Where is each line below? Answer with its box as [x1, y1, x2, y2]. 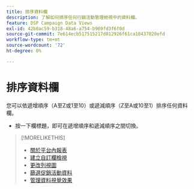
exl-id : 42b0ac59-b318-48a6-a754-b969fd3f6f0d [6, 25, 125, 32]
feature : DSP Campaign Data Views [6, 20, 93, 26]
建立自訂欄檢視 [29, 154, 67, 161]
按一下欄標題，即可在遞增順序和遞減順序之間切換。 [14, 122, 142, 129]
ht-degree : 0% [6, 48, 42, 54]
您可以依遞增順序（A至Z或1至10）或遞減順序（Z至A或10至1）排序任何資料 [6, 101, 188, 109]
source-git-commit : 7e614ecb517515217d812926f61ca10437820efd [6, 31, 165, 37]
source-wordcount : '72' [6, 43, 66, 49]
